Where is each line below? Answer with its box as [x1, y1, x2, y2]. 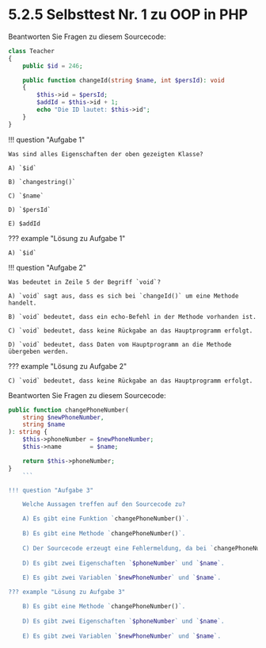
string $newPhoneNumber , [22, 413, 104, 421]
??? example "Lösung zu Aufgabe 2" [8, 361, 127, 370]
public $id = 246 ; [22, 62, 83, 70]
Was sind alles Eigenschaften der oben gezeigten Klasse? [8, 150, 203, 158]
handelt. [8, 299, 37, 307]
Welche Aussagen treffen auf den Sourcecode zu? [22, 500, 186, 508]
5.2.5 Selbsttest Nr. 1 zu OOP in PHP [8, 6, 248, 24]
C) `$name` [8, 192, 44, 200]
